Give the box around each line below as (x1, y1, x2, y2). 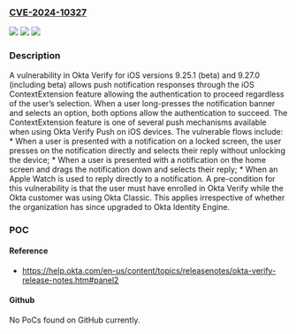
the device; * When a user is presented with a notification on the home (9, 154, 267, 165)
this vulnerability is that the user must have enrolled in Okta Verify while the (9, 183, 285, 193)
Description (9, 50, 61, 62)
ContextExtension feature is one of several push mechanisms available (9, 117, 267, 128)
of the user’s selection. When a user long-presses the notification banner (9, 97, 276, 108)
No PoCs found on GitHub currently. (9, 315, 140, 325)
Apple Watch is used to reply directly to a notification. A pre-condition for (9, 173, 276, 183)
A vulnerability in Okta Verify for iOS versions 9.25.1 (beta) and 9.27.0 (9, 69, 261, 81)
